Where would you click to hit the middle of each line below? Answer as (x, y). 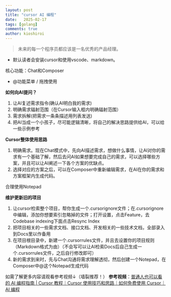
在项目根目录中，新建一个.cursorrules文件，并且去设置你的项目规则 (83, 240)
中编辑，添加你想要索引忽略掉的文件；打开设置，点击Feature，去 (81, 215)
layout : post (19, 10)
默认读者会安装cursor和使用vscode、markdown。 (65, 60)
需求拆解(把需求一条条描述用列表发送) (53, 116)
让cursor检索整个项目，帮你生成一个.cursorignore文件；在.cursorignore (88, 208)
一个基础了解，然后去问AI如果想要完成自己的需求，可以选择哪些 (89, 157)
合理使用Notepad (23, 187)
